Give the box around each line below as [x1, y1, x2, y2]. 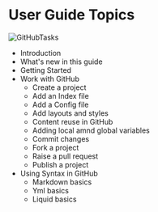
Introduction [19, 48, 62, 57]
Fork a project [32, 142, 79, 152]
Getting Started [19, 65, 71, 74]
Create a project [32, 83, 87, 92]
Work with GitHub [19, 74, 79, 83]
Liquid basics [32, 194, 77, 204]
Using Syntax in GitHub [19, 168, 99, 178]
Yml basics [32, 185, 69, 195]
